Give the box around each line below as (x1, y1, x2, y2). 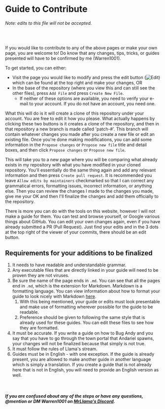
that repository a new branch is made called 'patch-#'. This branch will (5, 126, 149, 132)
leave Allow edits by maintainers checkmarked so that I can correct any (5, 178, 154, 184)
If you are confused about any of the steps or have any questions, (5, 393, 144, 399)
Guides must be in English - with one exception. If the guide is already (12, 351, 155, 357)
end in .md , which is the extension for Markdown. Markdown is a (12, 283, 143, 289)
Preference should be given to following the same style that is (19, 315, 145, 321)
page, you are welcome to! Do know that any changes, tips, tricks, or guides (5, 50, 160, 56)
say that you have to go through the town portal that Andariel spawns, (12, 335, 154, 341)
